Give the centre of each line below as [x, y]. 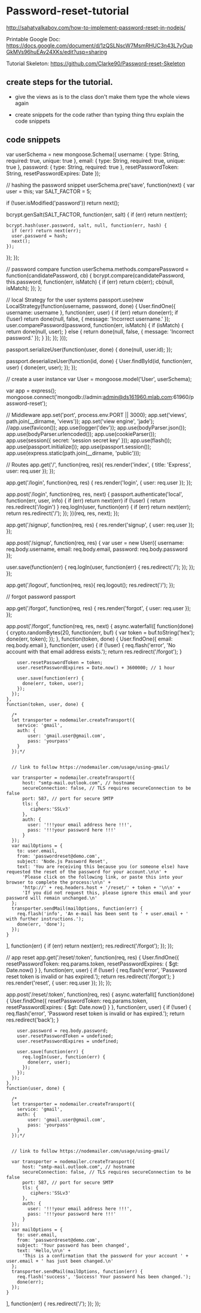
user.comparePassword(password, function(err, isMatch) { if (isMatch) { [95, 325]
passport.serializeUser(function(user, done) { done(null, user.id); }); [89, 349]
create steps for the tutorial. [60, 82]
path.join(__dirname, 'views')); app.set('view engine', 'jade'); [80, 421]
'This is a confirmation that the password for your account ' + [105, 1256]
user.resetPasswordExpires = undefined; [68, 1041]
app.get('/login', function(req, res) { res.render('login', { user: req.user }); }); [99, 482]
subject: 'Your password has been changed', [73, 1245]
